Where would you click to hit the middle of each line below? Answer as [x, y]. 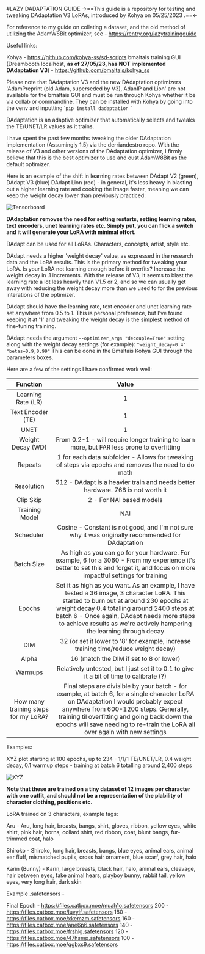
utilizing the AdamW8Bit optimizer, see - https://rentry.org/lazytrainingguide [102, 34]
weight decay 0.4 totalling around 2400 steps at [125, 608]
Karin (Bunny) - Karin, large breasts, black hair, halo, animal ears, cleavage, [101, 869]
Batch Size [29, 564]
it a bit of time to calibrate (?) [125, 676]
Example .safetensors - [36, 894]
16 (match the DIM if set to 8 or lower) [125, 659]
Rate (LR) [29, 402]
